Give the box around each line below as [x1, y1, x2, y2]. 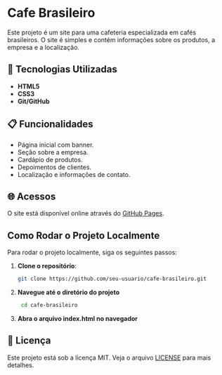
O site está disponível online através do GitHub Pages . [7, 209, 164, 218]
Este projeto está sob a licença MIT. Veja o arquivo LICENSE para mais [7, 353, 211, 362]
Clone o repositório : [17, 262, 77, 270]
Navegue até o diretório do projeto [17, 288, 120, 296]
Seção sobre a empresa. [17, 147, 89, 156]
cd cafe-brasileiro [20, 302, 78, 309]
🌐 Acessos [7, 190, 56, 202]
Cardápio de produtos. [17, 155, 83, 164]
